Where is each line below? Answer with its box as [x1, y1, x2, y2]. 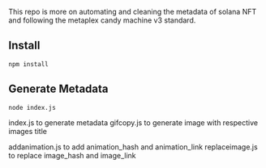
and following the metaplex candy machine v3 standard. [8, 15, 196, 25]
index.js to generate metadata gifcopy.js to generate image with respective [8, 117, 258, 128]
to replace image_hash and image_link [8, 150, 136, 160]
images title [8, 126, 47, 136]
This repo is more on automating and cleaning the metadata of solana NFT [8, 7, 257, 16]
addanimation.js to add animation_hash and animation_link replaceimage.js [8, 141, 258, 152]
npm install [8, 60, 49, 68]
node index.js [8, 103, 57, 111]
